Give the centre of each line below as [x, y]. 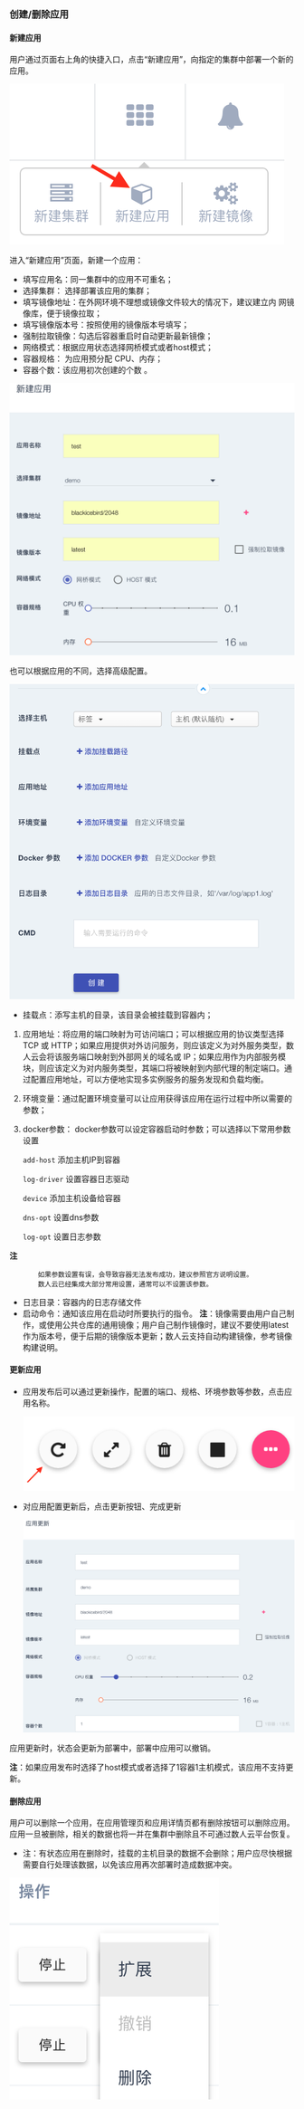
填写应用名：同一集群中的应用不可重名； [98, 280]
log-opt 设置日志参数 [62, 1236]
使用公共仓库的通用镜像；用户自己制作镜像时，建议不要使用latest [168, 1324]
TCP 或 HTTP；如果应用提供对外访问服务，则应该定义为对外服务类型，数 [158, 1045]
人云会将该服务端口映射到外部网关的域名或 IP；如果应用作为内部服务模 [154, 1056]
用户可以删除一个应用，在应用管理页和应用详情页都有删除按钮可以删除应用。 [152, 1823]
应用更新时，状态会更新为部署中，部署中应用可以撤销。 [112, 1748]
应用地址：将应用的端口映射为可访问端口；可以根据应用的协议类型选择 [153, 1034]
